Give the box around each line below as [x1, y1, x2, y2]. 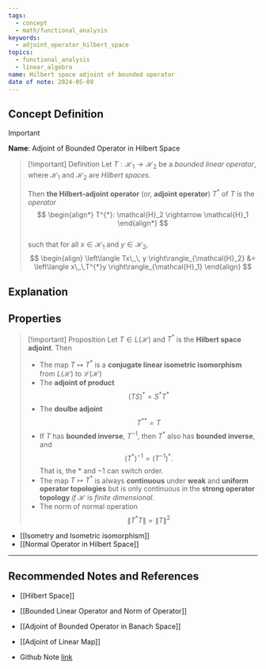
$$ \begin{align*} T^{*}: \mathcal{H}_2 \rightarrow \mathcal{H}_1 [36, 209, 249, 219]
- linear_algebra [15, 63, 73, 71]
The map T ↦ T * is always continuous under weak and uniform [39, 474, 249, 485]
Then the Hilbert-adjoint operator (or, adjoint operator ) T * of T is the [27, 187, 255, 198]
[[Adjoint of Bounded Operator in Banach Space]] [19, 621, 181, 631]
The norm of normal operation [39, 502, 139, 511]
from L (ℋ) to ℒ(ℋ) [39, 369, 102, 378]
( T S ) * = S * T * [127, 390, 170, 401]
